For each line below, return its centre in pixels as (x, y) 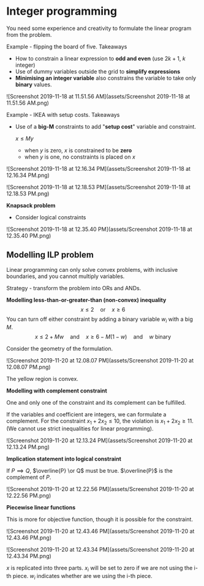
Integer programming (62, 11)
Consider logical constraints (51, 217)
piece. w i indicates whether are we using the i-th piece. (83, 577)
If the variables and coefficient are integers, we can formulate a (86, 414)
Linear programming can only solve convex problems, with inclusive (92, 269)
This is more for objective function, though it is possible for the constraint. (100, 519)
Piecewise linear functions (41, 508)
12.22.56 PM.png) (29, 496)
